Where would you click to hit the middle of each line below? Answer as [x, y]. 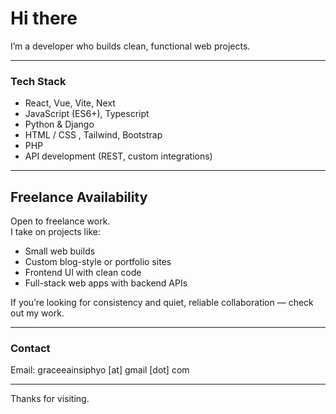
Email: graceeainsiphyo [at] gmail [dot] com [100, 370]
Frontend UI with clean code [83, 273]
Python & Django [59, 124]
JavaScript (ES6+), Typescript [87, 114]
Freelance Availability [79, 197]
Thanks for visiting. [50, 399]
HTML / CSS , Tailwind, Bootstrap [93, 135]
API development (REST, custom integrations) [118, 156]
